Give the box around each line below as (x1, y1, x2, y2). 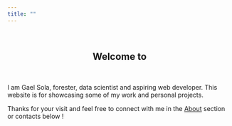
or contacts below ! (7, 112, 64, 121)
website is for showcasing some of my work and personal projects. (7, 90, 204, 100)
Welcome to (92, 51, 147, 63)
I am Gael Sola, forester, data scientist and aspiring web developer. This (7, 83, 218, 92)
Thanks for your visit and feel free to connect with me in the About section (7, 105, 226, 113)
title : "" (7, 10, 37, 18)
